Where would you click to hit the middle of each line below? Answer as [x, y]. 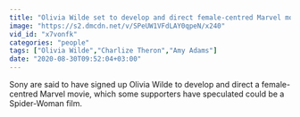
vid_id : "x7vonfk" [43, 34]
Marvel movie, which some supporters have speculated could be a [162, 94]
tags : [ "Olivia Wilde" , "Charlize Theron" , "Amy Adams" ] [113, 51]
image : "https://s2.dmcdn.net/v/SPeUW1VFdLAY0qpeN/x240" [117, 26]
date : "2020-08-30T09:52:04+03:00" [75, 59]
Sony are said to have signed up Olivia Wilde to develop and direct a [135, 84]
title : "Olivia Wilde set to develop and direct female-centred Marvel [145, 17]
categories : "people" [50, 42]
